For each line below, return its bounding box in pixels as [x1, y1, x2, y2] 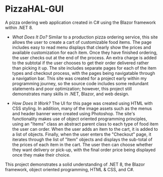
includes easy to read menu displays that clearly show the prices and [12, 44, 151, 50]
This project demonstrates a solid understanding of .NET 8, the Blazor [5, 161, 145, 167]
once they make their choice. [12, 152, 71, 158]
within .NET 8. [5, 24, 33, 30]
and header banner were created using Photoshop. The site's [12, 110, 135, 116]
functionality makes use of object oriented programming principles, [12, 116, 147, 122]
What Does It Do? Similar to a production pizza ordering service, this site [12, 34, 158, 40]
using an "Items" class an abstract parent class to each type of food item [12, 121, 159, 127]
